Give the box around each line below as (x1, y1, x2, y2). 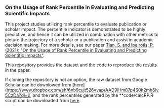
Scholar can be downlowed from (5, 82, 72, 88)
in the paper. (5, 67, 31, 73)
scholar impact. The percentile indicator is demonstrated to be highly (5, 27, 146, 32)
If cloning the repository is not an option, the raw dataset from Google (5, 77, 147, 82)
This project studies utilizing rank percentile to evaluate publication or (5, 21, 147, 27)
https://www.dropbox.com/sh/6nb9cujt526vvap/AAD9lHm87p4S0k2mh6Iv (6, 87, 159, 93)
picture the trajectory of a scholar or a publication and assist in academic (5, 37, 154, 43)
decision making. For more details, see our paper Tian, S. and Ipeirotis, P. (5, 42, 154, 48)
